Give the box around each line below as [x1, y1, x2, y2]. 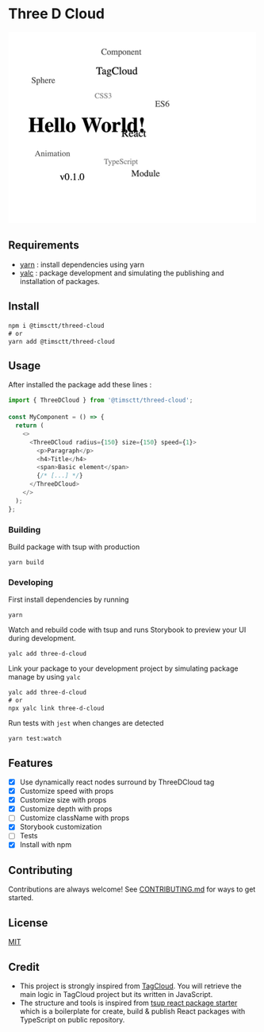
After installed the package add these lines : [8, 380, 152, 390]
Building [8, 524, 41, 535]
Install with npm [19, 840, 72, 849]
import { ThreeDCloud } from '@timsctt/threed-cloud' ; [8, 396, 193, 405]
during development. [8, 633, 77, 643]
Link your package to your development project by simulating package [8, 664, 239, 673]
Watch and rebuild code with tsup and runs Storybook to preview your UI [8, 625, 247, 635]
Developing [8, 576, 54, 587]
